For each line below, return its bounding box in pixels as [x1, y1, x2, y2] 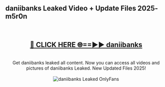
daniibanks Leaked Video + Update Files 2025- [5, 4, 158, 13]
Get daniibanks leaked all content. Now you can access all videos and [12, 59, 160, 66]
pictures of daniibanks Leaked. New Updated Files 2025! [26, 65, 146, 71]
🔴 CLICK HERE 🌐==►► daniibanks [30, 40, 142, 49]
